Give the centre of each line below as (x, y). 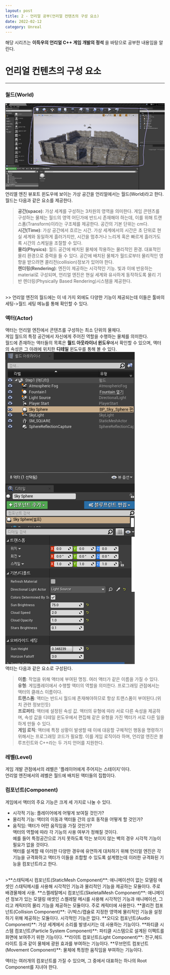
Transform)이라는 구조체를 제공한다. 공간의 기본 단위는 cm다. (88, 224)
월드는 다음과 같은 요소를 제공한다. (39, 200)
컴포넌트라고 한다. (40, 864)
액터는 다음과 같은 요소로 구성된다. (39, 668)
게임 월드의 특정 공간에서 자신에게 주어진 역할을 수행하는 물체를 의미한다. (77, 336)
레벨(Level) (19, 757)
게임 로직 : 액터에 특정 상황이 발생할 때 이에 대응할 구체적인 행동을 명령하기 (90, 730)
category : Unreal (24, 27)
